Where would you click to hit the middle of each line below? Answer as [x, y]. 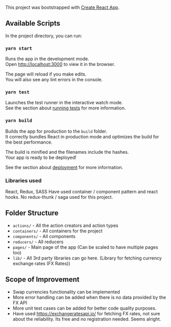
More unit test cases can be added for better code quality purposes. [84, 308]
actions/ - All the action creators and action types [65, 225]
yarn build [19, 121]
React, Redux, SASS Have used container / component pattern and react [82, 192]
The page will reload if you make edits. [46, 74]
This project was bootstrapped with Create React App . [63, 7]
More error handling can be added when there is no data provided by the [89, 297]
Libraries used [23, 180]
